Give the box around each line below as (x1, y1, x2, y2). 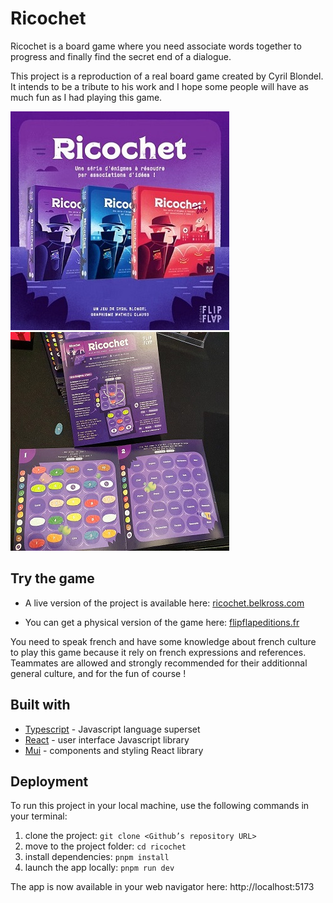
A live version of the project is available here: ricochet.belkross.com (24, 597, 305, 609)
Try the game (10, 570, 95, 587)
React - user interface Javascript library (24, 733, 190, 746)
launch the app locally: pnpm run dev (24, 862, 175, 874)
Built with (10, 697, 71, 714)
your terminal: (10, 810, 68, 822)
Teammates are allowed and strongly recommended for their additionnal (10, 657, 308, 669)
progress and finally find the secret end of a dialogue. (10, 50, 232, 62)
